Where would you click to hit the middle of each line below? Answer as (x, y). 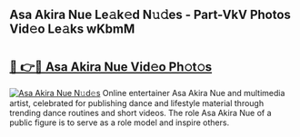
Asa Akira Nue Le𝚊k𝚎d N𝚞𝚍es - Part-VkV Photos (150, 15)
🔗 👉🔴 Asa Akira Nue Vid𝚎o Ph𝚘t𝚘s (111, 67)
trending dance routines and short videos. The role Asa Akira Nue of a (140, 113)
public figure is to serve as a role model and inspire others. (120, 122)
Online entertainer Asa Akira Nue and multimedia (194, 93)
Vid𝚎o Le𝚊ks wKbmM (72, 29)
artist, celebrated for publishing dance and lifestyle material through (137, 103)
